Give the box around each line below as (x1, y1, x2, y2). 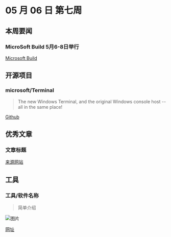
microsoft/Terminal (5, 87, 55, 94)
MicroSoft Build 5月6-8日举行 (5, 43, 79, 50)
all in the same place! (17, 104, 63, 110)
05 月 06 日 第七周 (5, 5, 82, 16)
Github (5, 113, 19, 120)
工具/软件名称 (5, 192, 39, 199)
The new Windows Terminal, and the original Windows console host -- (17, 98, 166, 105)
